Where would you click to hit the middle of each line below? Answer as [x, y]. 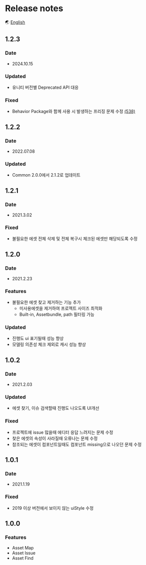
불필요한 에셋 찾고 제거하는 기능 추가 [46, 302]
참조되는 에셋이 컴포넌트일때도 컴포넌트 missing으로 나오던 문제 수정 [77, 444]
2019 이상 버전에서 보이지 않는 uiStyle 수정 [53, 508]
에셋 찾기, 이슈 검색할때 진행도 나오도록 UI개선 [56, 408]
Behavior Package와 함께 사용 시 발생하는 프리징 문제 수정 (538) [74, 112]
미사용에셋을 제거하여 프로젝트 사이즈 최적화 [61, 308]
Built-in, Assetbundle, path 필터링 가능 [57, 315]
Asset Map [23, 548]
